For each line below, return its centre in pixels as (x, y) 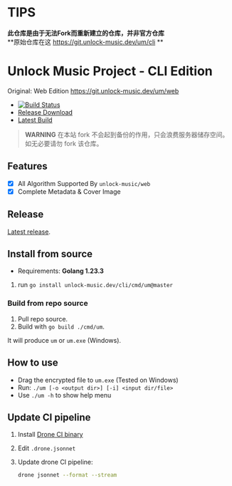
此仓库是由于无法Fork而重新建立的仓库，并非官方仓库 (86, 33)
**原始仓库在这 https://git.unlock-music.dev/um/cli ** (85, 42)
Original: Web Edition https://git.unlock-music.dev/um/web (93, 91)
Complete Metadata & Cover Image (69, 191)
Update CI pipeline (49, 417)
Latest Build (35, 120)
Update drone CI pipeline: (56, 462)
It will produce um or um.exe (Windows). (64, 340)
